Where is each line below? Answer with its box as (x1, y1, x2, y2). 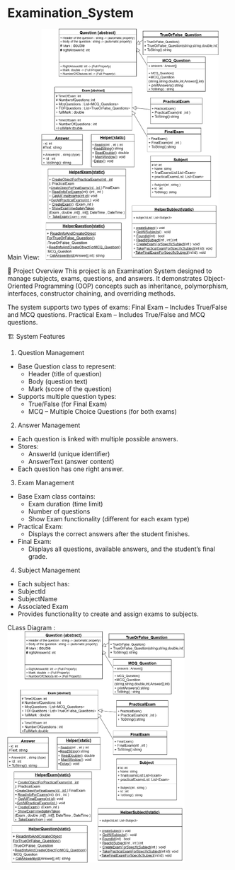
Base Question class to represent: (17, 362, 117, 371)
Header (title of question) (28, 370, 102, 378)
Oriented (7, 282, 33, 291)
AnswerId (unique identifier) (28, 450, 110, 458)
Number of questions (28, 507, 91, 516)
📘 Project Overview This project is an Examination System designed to (7, 267, 212, 275)
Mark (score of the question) (28, 385, 112, 393)
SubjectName (17, 595, 58, 603)
